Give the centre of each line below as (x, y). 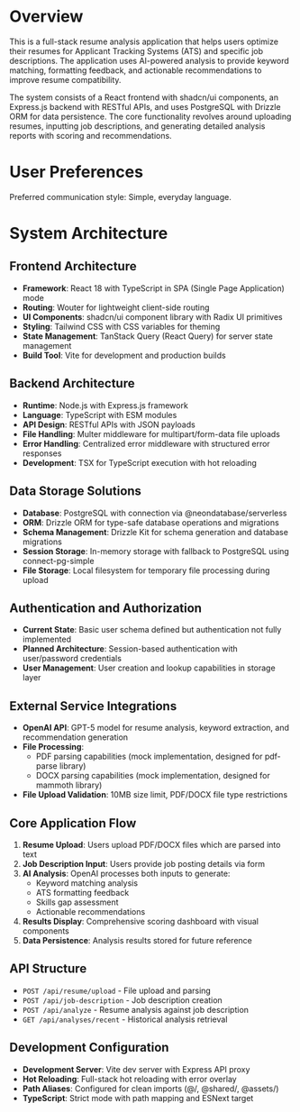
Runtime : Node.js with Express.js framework (105, 405)
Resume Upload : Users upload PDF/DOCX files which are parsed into (151, 844)
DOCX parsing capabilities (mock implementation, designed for (153, 776)
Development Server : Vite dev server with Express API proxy (136, 1069)
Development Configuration (89, 1048)
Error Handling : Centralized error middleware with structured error (146, 443)
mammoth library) (69, 785)
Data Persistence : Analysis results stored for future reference (137, 940)
